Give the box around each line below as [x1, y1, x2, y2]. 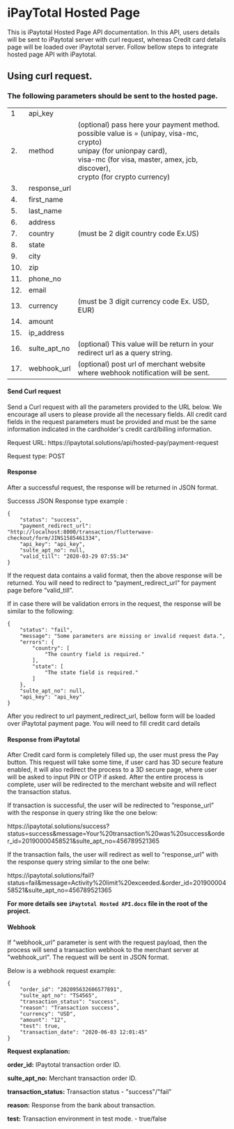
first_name [29, 194, 64, 204]
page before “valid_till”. [7, 586, 74, 595]
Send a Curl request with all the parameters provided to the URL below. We [7, 403, 222, 411]
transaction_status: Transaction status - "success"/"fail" [7, 1088, 172, 1096]
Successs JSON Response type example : [7, 497, 127, 506]
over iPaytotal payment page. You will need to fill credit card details [7, 719, 201, 728]
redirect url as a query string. [77, 348, 173, 357]
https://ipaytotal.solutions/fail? [7, 871, 95, 880]
